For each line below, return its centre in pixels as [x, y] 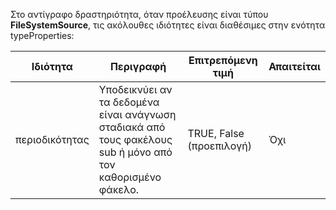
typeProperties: [42, 35]
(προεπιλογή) [220, 146]
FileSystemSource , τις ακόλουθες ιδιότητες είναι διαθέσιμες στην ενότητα [168, 25]
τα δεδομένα [129, 102]
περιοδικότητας [52, 139]
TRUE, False [216, 133]
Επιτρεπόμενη [223, 60]
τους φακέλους [135, 139]
